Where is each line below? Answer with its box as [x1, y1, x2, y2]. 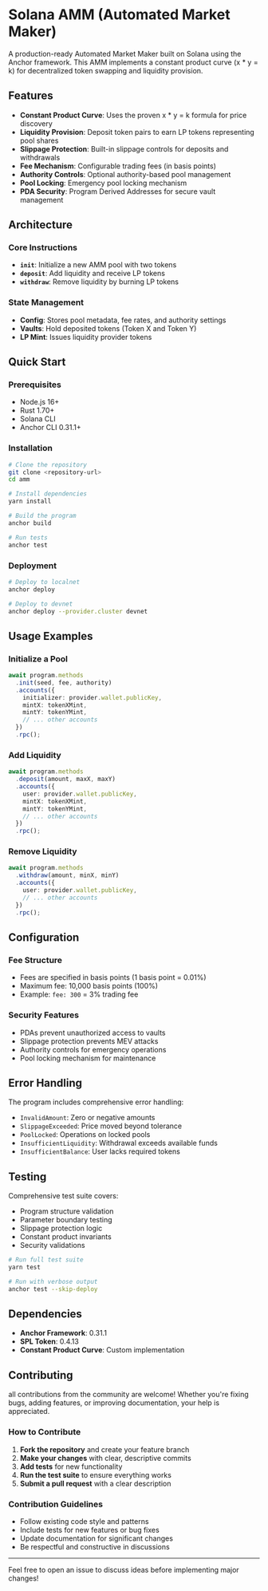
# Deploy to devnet [8, 600, 73, 608]
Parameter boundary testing [19, 1215, 113, 1225]
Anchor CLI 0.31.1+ [19, 423, 81, 432]
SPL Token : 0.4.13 [19, 1336, 80, 1346]
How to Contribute [8, 1427, 81, 1438]
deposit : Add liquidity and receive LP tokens [19, 269, 166, 278]
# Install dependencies [8, 490, 88, 498]
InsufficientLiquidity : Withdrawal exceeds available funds [19, 1139, 218, 1148]
